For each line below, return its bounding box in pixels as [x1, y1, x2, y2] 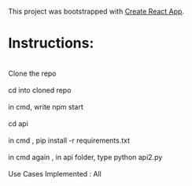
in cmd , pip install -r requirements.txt [8, 136, 131, 145]
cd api [8, 118, 29, 128]
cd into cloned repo [8, 85, 72, 95]
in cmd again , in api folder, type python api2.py [8, 152, 163, 162]
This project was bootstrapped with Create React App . [8, 7, 185, 16]
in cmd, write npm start [8, 102, 84, 111]
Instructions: [8, 35, 94, 52]
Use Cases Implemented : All [8, 169, 102, 178]
